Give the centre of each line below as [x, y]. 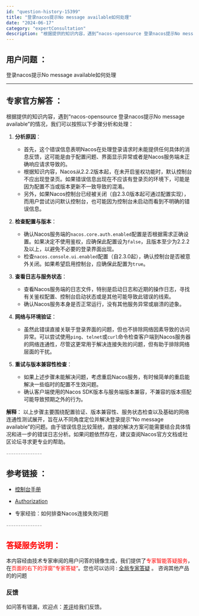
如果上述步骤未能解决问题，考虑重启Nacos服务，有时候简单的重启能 [107, 377]
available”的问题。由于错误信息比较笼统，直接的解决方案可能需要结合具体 [96, 427]
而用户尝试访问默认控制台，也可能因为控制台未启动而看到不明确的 [104, 201]
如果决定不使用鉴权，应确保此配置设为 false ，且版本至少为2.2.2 [112, 241]
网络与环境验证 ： [36, 317]
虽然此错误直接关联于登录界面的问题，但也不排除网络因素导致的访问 [107, 329]
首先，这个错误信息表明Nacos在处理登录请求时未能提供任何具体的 [104, 149]
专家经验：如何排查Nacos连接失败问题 [61, 513]
